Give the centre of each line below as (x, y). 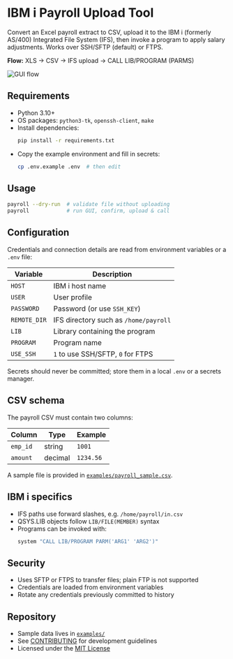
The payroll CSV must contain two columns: (70, 417)
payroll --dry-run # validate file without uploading (89, 205)
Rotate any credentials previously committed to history (96, 595)
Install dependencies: (48, 128)
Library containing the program (104, 331)
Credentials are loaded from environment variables (90, 587)
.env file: (20, 257)
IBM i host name (80, 286)
